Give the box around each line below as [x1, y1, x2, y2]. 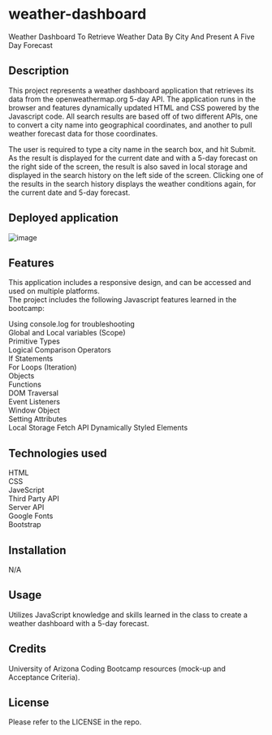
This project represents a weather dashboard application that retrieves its [8, 85, 254, 95]
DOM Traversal [8, 388, 59, 398]
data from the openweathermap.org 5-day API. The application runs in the [8, 94, 257, 104]
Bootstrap [8, 520, 42, 530]
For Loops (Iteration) [8, 362, 77, 372]
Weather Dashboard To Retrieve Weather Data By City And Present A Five [8, 32, 255, 41]
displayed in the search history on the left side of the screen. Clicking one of [8, 170, 264, 179]
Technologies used [8, 446, 107, 460]
